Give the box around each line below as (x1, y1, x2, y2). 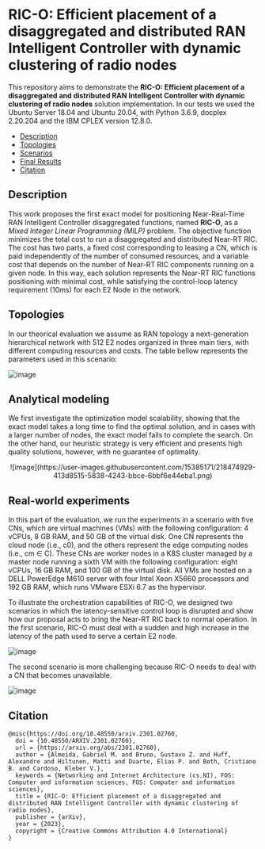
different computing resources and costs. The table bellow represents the (8, 346, 248, 355)
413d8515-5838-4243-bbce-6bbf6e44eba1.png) (53, 471, 213, 480)
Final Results (19, 156, 62, 166)
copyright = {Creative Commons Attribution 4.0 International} (15, 827, 228, 835)
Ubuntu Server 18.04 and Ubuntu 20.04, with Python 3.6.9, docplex (8, 107, 227, 117)
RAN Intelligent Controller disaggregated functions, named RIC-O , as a (8, 217, 239, 227)
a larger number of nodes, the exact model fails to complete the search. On (8, 430, 253, 440)
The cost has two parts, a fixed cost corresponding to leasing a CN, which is (8, 243, 258, 252)
